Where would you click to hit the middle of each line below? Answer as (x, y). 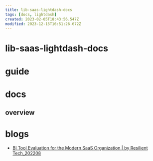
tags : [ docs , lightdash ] (31, 14)
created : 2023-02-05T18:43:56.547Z (42, 19)
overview (20, 113)
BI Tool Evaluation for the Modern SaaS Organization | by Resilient (80, 148)
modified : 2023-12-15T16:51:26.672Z (43, 24)
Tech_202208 (27, 153)
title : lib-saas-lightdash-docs (39, 10)
